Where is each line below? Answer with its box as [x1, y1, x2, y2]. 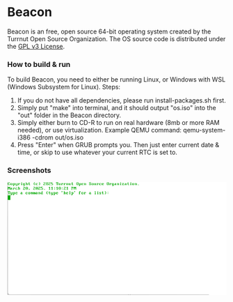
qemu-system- [183, 126, 226, 135]
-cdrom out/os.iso [32, 133, 84, 142]
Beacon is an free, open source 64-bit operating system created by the [7, 27, 211, 36]
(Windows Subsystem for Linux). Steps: [7, 83, 120, 91]
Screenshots [7, 165, 51, 175]
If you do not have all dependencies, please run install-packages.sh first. [17, 96, 226, 105]
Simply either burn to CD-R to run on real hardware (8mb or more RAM [17, 119, 220, 127]
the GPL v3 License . [7, 42, 65, 50]
